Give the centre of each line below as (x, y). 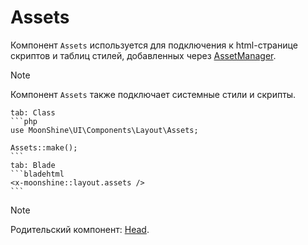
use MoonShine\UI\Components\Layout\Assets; (104, 130)
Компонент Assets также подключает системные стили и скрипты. (153, 94)
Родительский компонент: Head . (80, 229)
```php (24, 121)
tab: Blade (33, 165)
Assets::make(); (44, 147)
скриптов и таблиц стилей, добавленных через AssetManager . (143, 55)
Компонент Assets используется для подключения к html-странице (154, 45)
